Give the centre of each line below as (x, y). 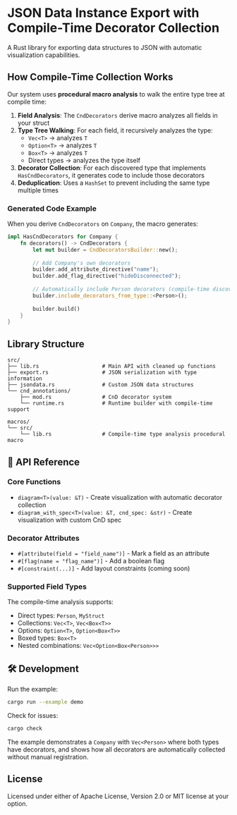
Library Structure (46, 344)
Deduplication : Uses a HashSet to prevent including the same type (114, 183)
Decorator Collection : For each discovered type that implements (112, 168)
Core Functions (34, 482)
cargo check (25, 729)
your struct (34, 123)
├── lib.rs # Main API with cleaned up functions (112, 367)
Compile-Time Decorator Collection (114, 28)
